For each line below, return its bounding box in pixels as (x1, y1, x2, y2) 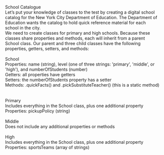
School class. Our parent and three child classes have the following (5, 41, 141, 46)
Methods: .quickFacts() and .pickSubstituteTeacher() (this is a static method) (5, 82, 160, 88)
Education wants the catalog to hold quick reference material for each (5, 20, 146, 25)
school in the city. (5, 25, 41, 31)
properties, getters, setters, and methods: (5, 46, 89, 51)
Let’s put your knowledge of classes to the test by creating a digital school (5, 9, 155, 15)
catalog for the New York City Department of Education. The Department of (5, 15, 158, 20)
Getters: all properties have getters (5, 72, 75, 77)
